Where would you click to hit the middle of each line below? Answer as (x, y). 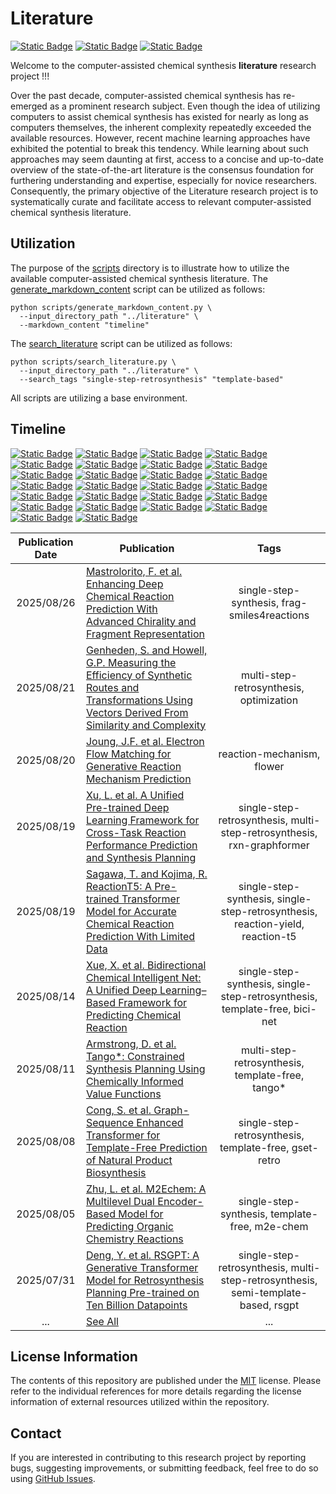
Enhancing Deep (124, 584)
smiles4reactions (269, 615)
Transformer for (123, 1135)
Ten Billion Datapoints (136, 1305)
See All (102, 1321)
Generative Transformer (142, 1267)
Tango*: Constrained (135, 1056)
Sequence (110, 1122)
